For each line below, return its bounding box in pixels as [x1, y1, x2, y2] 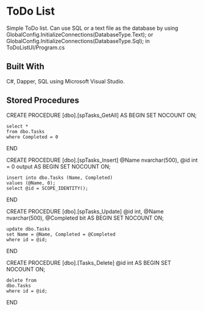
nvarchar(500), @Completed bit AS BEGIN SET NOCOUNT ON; [6, 214, 164, 222]
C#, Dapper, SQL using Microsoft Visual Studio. [6, 77, 125, 85]
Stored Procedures [6, 96, 79, 106]
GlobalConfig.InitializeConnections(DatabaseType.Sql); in [6, 37, 150, 44]
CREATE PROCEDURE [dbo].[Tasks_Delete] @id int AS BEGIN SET [6, 259, 172, 266]
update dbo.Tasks [6, 226, 51, 232]
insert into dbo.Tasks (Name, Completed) [6, 175, 113, 181]
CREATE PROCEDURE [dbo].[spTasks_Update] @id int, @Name [6, 208, 164, 215]
